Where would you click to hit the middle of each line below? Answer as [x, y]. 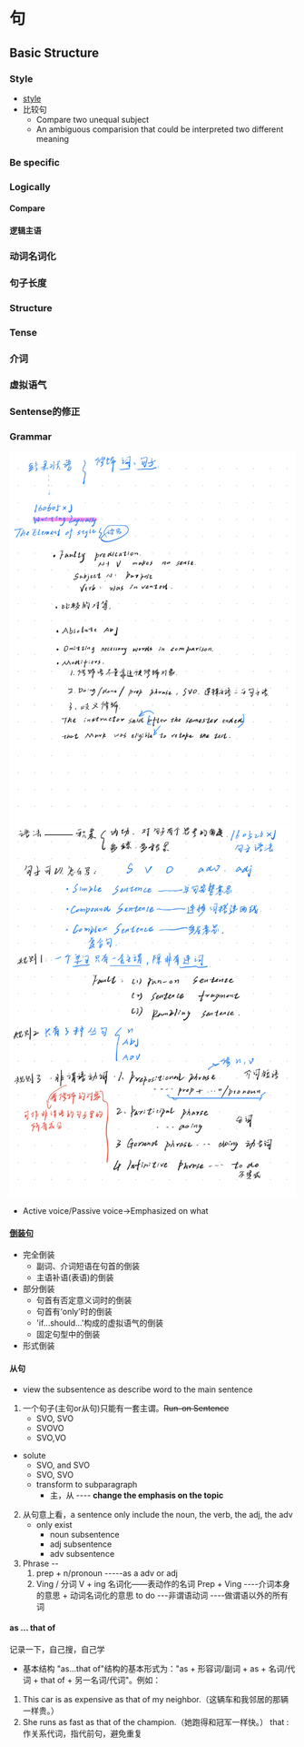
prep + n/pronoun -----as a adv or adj [107, 1573]
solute [34, 1455]
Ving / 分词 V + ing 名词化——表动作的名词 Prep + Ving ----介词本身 [163, 1583]
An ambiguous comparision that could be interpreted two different [160, 129]
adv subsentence [82, 1553]
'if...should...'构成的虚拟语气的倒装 [100, 1323]
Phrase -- [40, 1563]
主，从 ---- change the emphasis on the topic [137, 1495]
